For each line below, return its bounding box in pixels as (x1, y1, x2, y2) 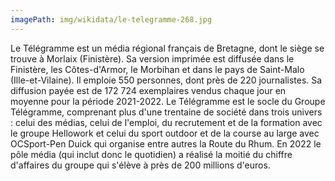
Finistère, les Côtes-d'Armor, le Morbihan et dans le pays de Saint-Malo (10, 63, 305, 75)
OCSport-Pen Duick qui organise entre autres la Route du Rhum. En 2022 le (10, 137, 322, 150)
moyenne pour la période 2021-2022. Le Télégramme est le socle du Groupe (10, 95, 326, 107)
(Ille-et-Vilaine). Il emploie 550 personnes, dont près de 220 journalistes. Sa (10, 74, 323, 86)
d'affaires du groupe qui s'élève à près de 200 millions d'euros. (10, 159, 271, 171)
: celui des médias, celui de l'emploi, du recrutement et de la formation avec (10, 116, 323, 128)
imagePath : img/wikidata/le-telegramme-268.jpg (10, 14, 213, 25)
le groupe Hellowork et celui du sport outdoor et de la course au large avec (10, 127, 320, 139)
